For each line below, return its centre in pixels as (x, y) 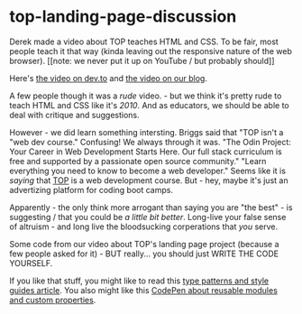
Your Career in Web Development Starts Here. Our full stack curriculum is (146, 152)
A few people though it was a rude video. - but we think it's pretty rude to (146, 96)
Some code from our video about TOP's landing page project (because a (144, 244)
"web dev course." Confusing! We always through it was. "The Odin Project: (150, 142)
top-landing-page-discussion (123, 17)
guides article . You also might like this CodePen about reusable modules (143, 290)
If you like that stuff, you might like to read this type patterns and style (139, 281)
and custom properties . (53, 300)
